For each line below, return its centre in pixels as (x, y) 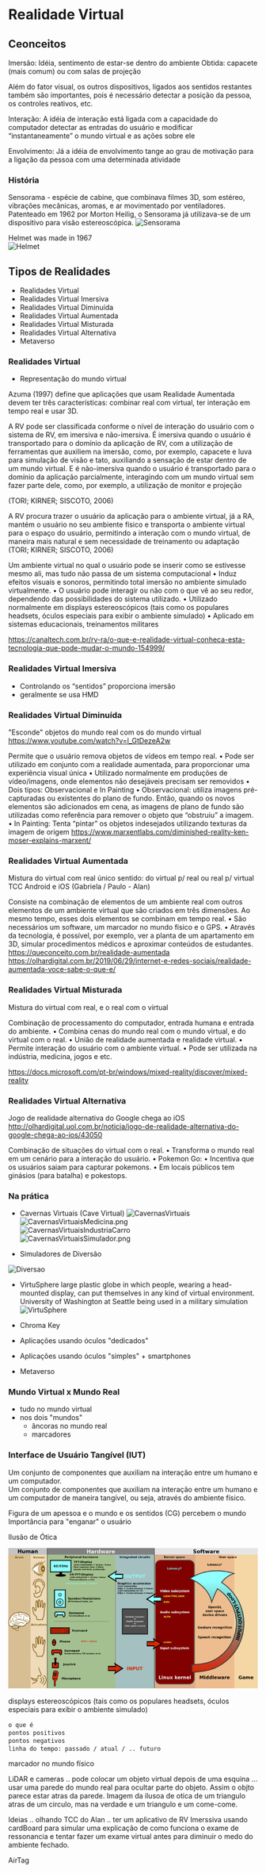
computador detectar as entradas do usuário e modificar (101, 127)
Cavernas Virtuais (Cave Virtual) (72, 1213)
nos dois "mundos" (51, 1418)
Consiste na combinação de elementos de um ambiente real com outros (125, 902)
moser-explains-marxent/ (50, 840)
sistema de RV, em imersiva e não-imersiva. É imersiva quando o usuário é (130, 435)
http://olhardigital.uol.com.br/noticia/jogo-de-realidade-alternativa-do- (124, 1126)
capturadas (27, 798)
